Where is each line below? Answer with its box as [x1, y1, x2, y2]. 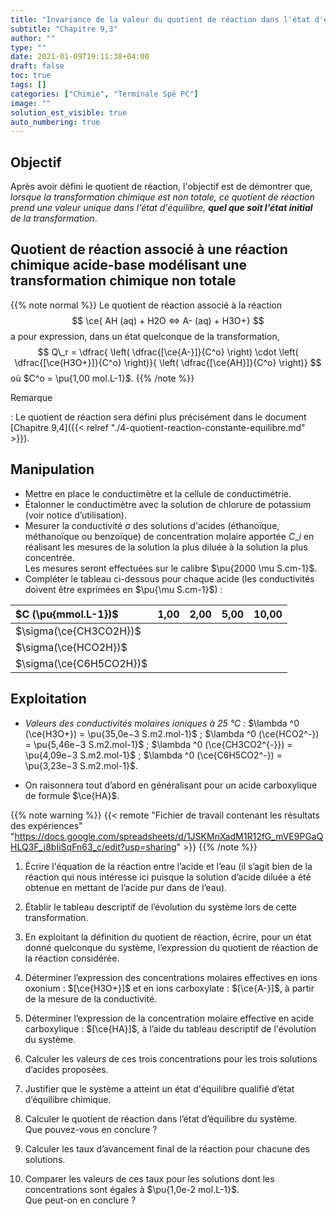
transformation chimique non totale [10, 272, 237, 290]
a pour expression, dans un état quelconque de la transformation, [10, 330, 280, 342]
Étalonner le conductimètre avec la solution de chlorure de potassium [24, 498, 312, 510]
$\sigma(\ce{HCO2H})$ [15, 640, 128, 654]
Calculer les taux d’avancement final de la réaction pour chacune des [24, 1142, 310, 1155]
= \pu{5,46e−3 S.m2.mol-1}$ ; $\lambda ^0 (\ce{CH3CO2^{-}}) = [24, 738, 293, 750]
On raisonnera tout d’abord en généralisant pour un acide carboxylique [24, 779, 318, 791]
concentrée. [24, 551, 75, 563]
